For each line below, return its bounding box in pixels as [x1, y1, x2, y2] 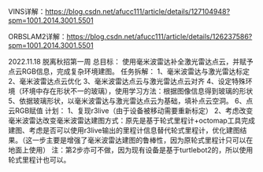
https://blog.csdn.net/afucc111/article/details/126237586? [66, 32, 253, 41]
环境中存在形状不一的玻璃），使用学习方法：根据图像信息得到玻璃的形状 [21, 86, 254, 96]
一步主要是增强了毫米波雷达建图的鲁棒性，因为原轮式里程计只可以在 [31, 136, 254, 145]
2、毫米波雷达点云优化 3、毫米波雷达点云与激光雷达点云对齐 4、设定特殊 [8, 77, 246, 86]
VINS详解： [8, 7, 46, 16]
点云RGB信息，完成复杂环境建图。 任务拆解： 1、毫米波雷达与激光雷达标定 [8, 67, 250, 76]
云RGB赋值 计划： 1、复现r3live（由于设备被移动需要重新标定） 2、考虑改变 [8, 106, 254, 115]
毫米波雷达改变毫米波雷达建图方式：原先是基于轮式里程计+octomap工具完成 [8, 116, 256, 125]
